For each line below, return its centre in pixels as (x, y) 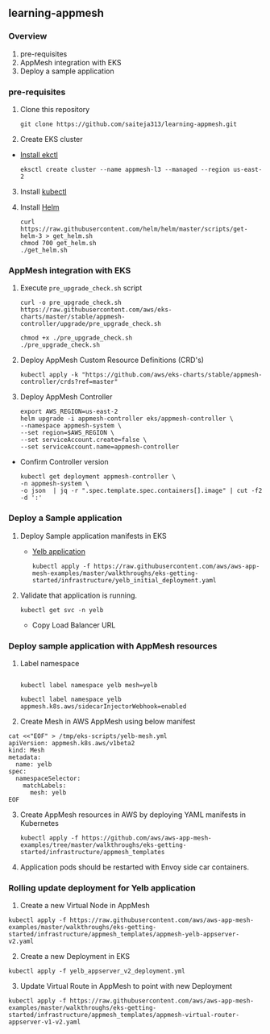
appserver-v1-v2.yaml (45, 1022)
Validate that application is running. (79, 595)
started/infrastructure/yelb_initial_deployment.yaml (124, 580)
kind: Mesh (27, 750)
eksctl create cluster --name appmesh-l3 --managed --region (125, 169)
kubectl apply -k (49, 375)
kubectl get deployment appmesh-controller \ (98, 477)
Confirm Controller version (64, 462)
